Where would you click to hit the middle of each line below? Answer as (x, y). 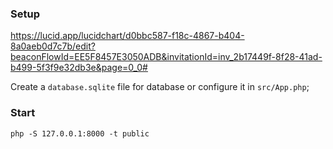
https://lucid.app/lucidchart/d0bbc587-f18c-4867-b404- (127, 36)
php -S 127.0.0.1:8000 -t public (80, 133)
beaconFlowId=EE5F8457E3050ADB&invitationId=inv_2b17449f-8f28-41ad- (166, 57)
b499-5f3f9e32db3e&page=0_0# (79, 68)
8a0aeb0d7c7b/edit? (53, 46)
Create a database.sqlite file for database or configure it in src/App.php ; (160, 87)
